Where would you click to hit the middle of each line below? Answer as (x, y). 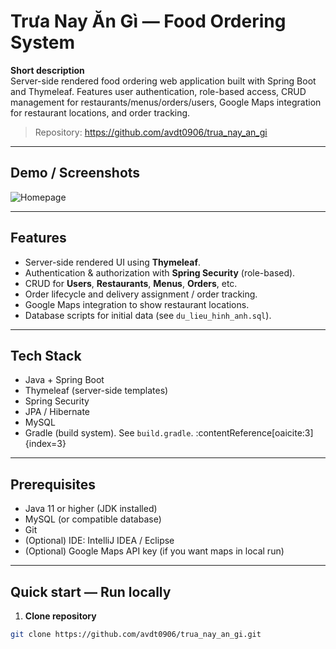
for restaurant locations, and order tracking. (100, 112)
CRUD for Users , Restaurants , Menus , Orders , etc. (131, 283)
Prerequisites (53, 484)
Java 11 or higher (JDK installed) (91, 509)
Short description (47, 70)
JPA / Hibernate (57, 412)
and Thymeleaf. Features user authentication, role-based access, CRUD (158, 91)
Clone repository (60, 616)
